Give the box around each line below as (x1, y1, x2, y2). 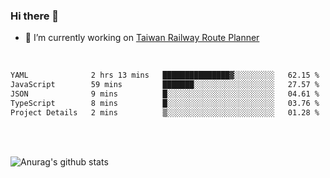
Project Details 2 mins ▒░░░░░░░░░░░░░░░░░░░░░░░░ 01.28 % (10, 107, 320, 118)
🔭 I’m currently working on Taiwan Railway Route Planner (24, 32, 260, 44)
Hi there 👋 (10, 9, 60, 23)
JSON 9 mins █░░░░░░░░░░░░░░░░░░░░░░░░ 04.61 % (10, 89, 320, 99)
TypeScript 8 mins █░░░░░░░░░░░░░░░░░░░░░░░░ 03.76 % (10, 98, 320, 108)
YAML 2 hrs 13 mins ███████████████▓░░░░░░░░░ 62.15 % (10, 70, 320, 81)
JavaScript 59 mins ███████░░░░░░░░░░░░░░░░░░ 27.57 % (10, 80, 320, 90)
